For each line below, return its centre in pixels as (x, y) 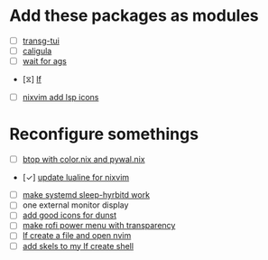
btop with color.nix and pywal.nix (84, 160)
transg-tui (41, 41)
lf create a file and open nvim (77, 236)
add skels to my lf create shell (78, 246)
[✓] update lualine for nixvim (76, 178)
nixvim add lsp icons (60, 97)
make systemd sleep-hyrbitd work (86, 195)
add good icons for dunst (69, 215)
